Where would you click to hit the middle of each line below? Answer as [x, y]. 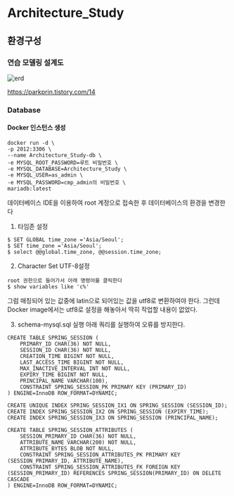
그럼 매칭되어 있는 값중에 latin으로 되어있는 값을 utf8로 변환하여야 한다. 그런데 [113, 301]
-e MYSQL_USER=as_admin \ [45, 175]
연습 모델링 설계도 [36, 63]
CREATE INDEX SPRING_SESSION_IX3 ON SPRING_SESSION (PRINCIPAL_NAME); [113, 418]
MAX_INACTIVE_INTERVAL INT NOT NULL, [75, 369]
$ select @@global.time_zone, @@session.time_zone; [84, 252]
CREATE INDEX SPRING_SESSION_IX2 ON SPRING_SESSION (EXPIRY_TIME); [108, 412]
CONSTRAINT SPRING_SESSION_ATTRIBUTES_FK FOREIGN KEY [100, 467]
